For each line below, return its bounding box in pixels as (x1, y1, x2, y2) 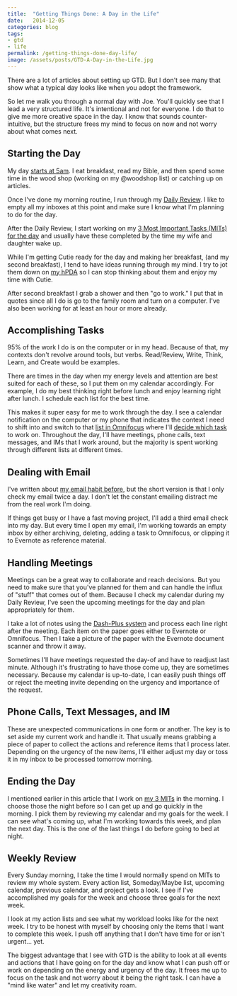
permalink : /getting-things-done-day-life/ (7, 50, 138, 57)
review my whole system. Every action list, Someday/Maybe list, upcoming (7, 879, 225, 887)
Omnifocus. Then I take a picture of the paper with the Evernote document (7, 635, 224, 642)
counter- (182, 112, 208, 120)
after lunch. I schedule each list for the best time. (7, 394, 150, 403)
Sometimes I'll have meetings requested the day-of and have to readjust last (7, 656, 230, 664)
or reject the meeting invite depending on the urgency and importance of (7, 678, 220, 686)
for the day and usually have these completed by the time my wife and (7, 231, 212, 240)
